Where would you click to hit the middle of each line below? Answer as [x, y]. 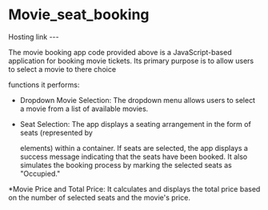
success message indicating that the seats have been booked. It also [134, 157]
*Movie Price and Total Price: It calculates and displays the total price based [134, 188]
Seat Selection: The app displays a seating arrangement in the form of [136, 124]
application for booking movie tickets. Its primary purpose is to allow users [131, 61]
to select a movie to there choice [62, 69]
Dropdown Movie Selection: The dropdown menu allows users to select [138, 100]
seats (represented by [56, 133]
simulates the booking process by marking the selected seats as [126, 164]
